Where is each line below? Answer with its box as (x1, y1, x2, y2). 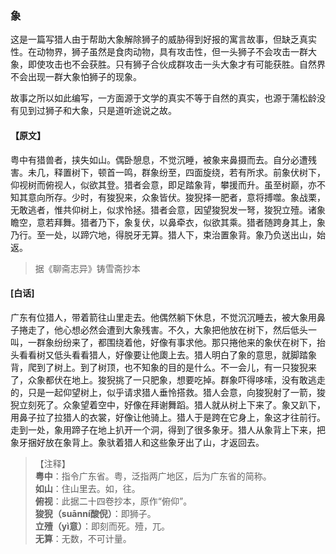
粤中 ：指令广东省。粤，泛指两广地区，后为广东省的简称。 (34, 470, 272, 482)
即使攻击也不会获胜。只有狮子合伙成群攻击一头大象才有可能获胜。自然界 (27, 58, 326, 71)
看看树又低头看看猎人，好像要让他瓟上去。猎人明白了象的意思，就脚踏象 (18, 348, 317, 361)
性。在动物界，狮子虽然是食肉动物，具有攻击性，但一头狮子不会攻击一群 (10, 46, 308, 58)
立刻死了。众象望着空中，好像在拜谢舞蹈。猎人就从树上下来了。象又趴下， (18, 398, 326, 411)
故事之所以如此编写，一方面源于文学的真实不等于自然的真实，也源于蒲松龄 (10, 92, 317, 104)
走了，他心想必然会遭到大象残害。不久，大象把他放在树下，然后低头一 (27, 323, 317, 336)
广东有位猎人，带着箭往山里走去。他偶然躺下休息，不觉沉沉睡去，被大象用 (10, 311, 317, 323)
